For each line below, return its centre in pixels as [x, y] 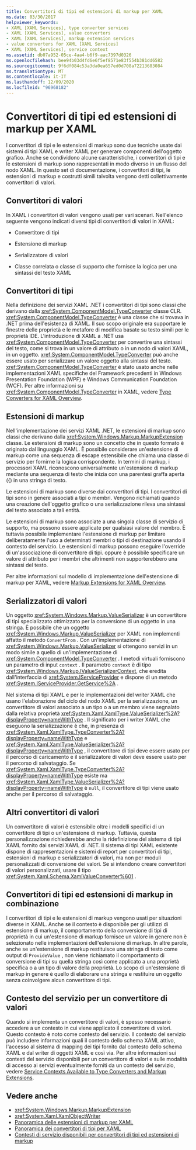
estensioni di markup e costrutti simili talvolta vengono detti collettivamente [97, 176]
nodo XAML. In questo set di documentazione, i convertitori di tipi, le [88, 170]
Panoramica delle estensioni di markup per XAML [74, 1123]
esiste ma [96, 776]
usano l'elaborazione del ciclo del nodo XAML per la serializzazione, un [92, 701]
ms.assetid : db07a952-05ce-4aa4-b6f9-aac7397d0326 [69, 55]
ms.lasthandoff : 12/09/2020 [40, 82]
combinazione [33, 904]
